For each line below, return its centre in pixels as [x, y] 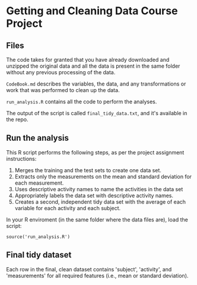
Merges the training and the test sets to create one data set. [88, 170]
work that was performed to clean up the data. [63, 90]
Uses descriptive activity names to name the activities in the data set [99, 189]
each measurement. [39, 183]
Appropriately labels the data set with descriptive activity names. [94, 195]
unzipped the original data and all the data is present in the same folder [93, 66]
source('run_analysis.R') [38, 237]
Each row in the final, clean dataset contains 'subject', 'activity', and [89, 269]
